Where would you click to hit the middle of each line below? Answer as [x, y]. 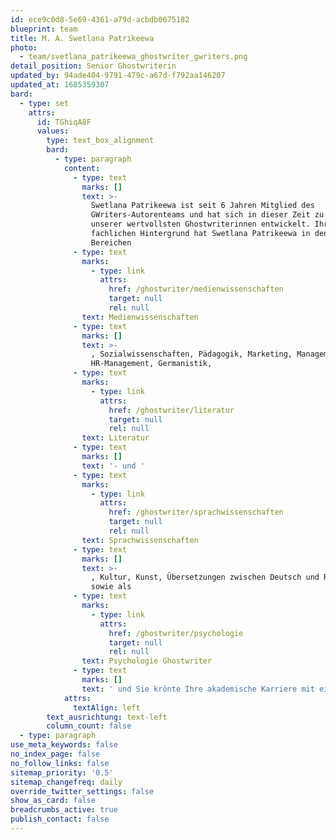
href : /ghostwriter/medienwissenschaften [196, 289]
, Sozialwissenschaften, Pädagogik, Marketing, [191, 354]
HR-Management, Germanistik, [151, 364]
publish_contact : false [60, 819]
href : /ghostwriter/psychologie [176, 633]
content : [82, 168]
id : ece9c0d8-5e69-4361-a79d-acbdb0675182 [100, 19]
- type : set [44, 103]
